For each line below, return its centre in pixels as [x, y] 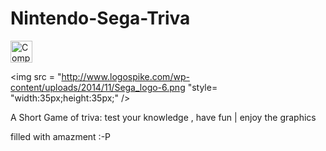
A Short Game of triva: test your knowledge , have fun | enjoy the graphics [163, 117]
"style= [202, 87]
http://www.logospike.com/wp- [125, 76]
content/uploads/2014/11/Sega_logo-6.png [98, 87]
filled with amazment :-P [61, 136]
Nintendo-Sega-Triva [100, 18]
